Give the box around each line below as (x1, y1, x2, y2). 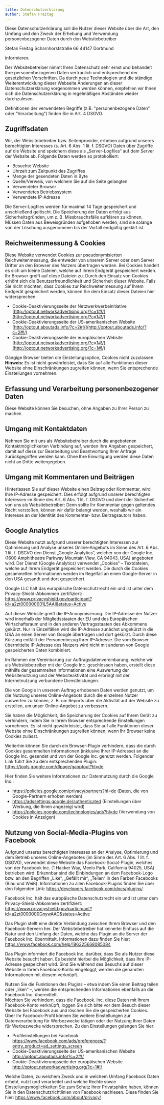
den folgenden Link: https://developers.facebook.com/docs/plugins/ (5, 886, 143, 892)
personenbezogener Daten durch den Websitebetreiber (5, 35, 117, 42)
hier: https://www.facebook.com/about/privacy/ (5, 1095, 101, 1101)
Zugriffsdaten (5, 124, 48, 133)
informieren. (5, 55, 30, 60)
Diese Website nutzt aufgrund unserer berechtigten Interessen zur (5, 539, 139, 545)
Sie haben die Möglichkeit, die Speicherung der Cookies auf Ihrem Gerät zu (5, 713, 158, 718)
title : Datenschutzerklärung (5, 7, 65, 12)
